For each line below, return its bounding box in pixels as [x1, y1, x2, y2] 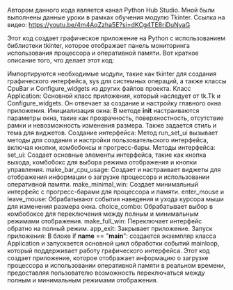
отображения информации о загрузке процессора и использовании [7, 173, 210, 181]
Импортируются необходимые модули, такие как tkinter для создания [7, 69, 217, 78]
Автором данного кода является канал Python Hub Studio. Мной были [7, 6, 215, 14]
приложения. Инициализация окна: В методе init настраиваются [7, 107, 200, 114]
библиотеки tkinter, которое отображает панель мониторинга [7, 42, 190, 49]
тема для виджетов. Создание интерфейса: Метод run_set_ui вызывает [7, 128, 218, 137]
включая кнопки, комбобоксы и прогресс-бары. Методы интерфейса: [7, 144, 216, 151]
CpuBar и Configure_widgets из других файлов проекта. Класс [7, 85, 191, 92]
